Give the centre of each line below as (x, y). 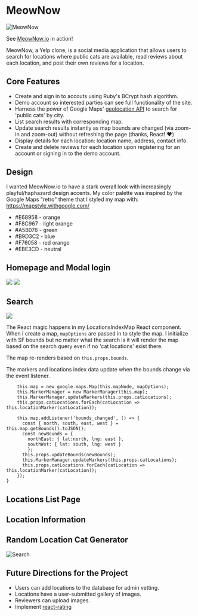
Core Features (33, 82)
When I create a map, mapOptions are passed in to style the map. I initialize (97, 334)
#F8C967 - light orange (44, 223)
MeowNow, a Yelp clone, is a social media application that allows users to (96, 50)
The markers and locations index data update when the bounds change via (98, 370)
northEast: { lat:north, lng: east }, (76, 439)
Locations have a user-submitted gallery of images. (78, 594)
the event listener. (28, 376)
